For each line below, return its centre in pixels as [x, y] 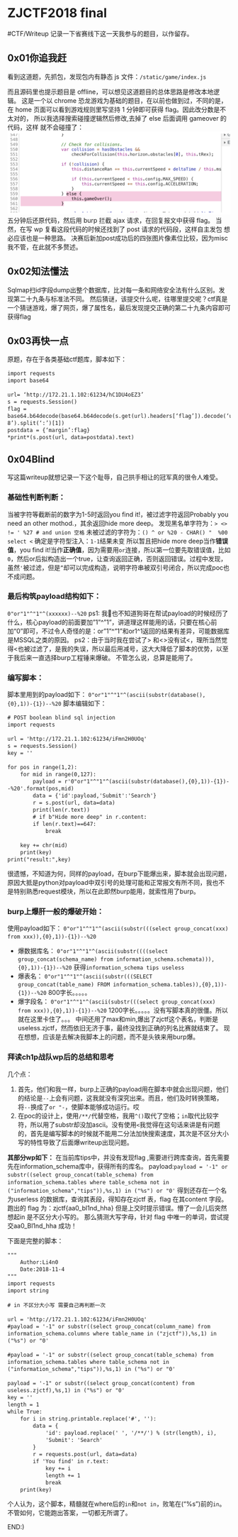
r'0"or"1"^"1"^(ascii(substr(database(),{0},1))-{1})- [147, 782]
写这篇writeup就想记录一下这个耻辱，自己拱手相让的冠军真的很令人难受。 [114, 478]
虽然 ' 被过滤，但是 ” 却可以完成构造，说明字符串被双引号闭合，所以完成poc [115, 567]
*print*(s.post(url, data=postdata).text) [71, 438]
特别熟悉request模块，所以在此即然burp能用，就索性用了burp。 [107, 891]
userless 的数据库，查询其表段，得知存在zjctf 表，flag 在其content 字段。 [120, 1199]
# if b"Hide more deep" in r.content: [90, 817]
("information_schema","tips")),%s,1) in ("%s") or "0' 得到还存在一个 [114, 1190]
